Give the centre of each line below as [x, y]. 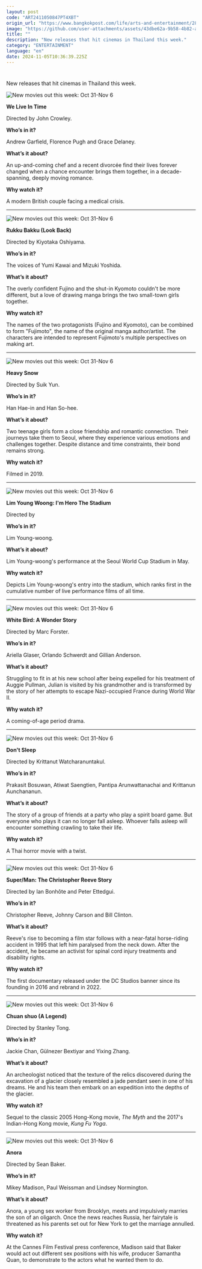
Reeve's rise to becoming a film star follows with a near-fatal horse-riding [97, 938]
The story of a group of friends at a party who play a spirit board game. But [99, 815]
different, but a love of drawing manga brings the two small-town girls [93, 295]
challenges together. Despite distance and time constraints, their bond [93, 444]
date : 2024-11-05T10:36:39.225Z [47, 57]
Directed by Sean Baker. [36, 1164]
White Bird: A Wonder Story [41, 620]
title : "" [19, 34]
